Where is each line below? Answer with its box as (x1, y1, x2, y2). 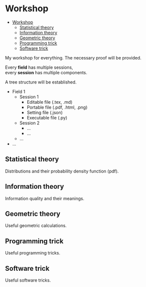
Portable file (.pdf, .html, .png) (26, 104, 88, 110)
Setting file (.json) (26, 109, 63, 115)
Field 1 (12, 88, 25, 94)
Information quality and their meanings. (5, 195, 85, 201)
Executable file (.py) (26, 115, 68, 120)
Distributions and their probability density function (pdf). (5, 168, 119, 174)
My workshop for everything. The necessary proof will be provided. (5, 55, 142, 60)
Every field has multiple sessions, (5, 64, 73, 70)
